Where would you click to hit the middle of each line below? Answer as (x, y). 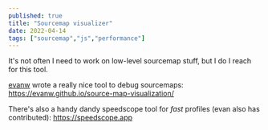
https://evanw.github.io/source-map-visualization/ (91, 94)
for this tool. (28, 70)
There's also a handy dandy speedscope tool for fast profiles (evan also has (134, 109)
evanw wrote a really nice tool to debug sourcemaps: (96, 85)
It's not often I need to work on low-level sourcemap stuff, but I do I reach (130, 61)
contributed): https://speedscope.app (71, 118)
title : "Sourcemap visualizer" (61, 23)
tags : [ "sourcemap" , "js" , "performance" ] (77, 38)
